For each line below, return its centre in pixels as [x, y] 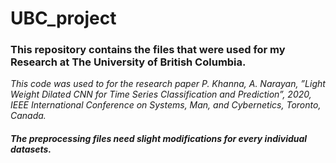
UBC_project [63, 18]
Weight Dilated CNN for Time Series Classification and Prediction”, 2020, [161, 94]
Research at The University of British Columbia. [128, 62]
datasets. [31, 149]
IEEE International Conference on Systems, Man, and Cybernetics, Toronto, [166, 105]
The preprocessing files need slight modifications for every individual [159, 139]
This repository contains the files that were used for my [148, 50]
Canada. [28, 116]
